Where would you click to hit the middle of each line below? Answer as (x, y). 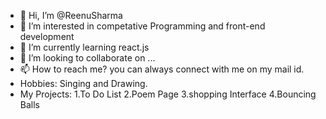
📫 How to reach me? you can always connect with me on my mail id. (162, 69)
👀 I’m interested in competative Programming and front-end (142, 26)
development (47, 36)
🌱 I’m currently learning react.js (84, 47)
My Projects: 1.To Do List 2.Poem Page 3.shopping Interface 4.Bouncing (168, 94)
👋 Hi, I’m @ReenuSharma (71, 15)
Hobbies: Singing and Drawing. (83, 83)
